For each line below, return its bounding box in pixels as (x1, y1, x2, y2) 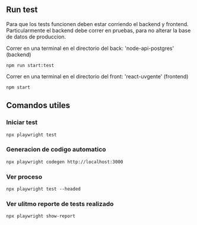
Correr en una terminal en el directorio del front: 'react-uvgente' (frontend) (6, 72, 189, 80)
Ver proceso (6, 172, 43, 180)
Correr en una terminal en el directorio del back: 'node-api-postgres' (6, 45, 174, 52)
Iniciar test (6, 118, 38, 126)
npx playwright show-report (6, 213, 76, 219)
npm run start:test (6, 62, 55, 68)
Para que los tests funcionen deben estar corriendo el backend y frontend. (6, 20, 189, 27)
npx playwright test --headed (6, 186, 81, 192)
